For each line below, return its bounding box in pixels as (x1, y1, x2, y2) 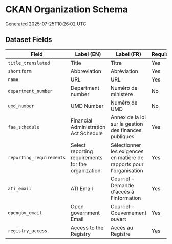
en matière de (110, 154, 144, 161)
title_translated (8, 60, 50, 66)
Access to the (71, 224, 104, 231)
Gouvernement (110, 209, 147, 216)
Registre (110, 230, 131, 237)
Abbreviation (71, 68, 101, 75)
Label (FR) (116, 50, 142, 57)
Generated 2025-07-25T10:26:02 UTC (5, 21, 87, 27)
